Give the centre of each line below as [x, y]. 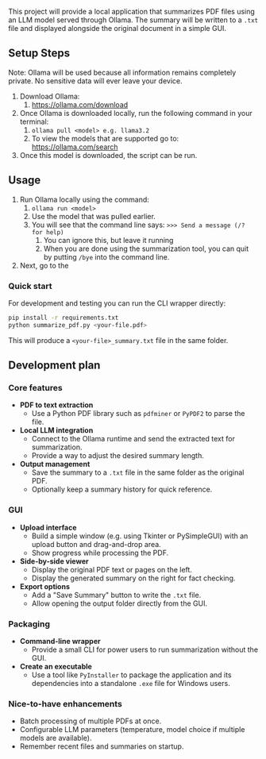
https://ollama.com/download [80, 104]
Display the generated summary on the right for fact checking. [133, 578]
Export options [44, 586]
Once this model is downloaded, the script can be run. [108, 155]
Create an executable [56, 666]
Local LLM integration [56, 430]
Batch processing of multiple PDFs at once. [91, 721]
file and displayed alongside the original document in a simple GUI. [118, 28]
